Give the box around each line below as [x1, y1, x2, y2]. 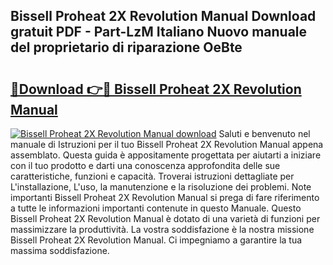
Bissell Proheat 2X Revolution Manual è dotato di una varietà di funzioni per [10, 213, 321, 224]
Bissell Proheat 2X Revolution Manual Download [10, 8, 317, 25]
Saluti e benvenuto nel [218, 128, 311, 139]
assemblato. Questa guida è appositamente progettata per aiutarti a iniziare [10, 149, 322, 161]
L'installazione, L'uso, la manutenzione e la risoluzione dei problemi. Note [10, 181, 312, 193]
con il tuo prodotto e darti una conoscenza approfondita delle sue [10, 160, 281, 171]
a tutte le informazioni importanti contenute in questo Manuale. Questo [10, 202, 302, 214]
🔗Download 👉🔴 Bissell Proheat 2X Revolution [10, 80, 302, 98]
